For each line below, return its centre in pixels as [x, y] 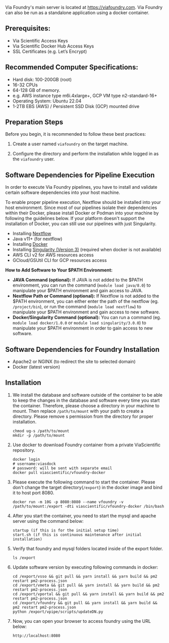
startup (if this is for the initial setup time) [66, 530]
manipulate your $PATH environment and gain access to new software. [86, 312]
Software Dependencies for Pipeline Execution [80, 175]
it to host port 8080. [33, 493]
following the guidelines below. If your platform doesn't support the [75, 219]
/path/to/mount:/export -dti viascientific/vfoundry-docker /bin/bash [88, 506]
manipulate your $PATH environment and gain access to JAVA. [77, 291]
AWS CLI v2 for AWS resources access [53, 255]
